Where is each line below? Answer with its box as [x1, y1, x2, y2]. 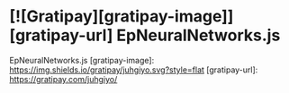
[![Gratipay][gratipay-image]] [9, 6, 234, 27]
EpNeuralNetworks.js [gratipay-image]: [9, 55, 155, 65]
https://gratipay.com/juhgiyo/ [9, 73, 118, 84]
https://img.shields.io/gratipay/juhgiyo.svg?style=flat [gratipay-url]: [9, 64, 258, 75]
